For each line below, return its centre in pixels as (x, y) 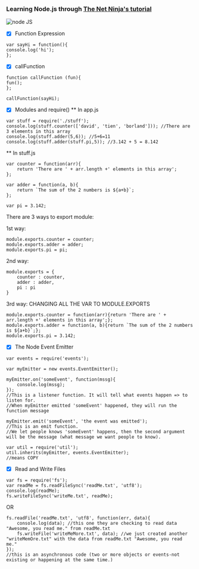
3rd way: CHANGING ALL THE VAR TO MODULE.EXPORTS (78, 304)
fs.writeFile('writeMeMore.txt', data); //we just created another (102, 534)
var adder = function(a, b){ (42, 185)
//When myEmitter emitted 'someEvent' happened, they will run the (92, 405)
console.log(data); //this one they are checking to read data (97, 523)
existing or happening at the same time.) (60, 560)
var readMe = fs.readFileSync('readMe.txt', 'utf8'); (74, 485)
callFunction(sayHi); (33, 99)
